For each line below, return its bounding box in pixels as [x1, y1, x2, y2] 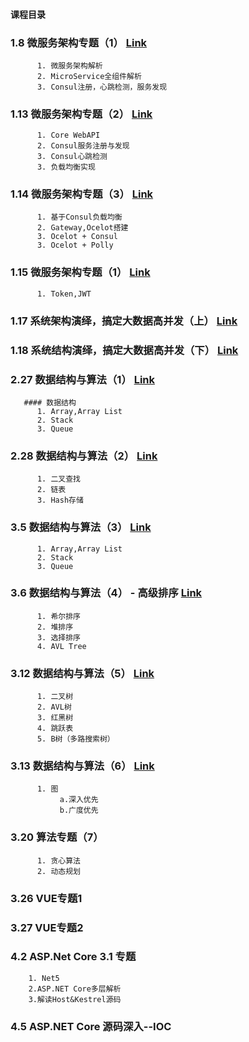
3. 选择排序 [36, 632, 81, 643]
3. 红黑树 [36, 713, 74, 723]
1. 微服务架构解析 [36, 60, 103, 71]
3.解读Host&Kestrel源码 [28, 994, 122, 1004]
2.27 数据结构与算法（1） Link [10, 372, 155, 386]
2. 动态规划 [36, 866, 81, 876]
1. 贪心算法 [36, 855, 81, 866]
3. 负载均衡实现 [36, 162, 96, 173]
